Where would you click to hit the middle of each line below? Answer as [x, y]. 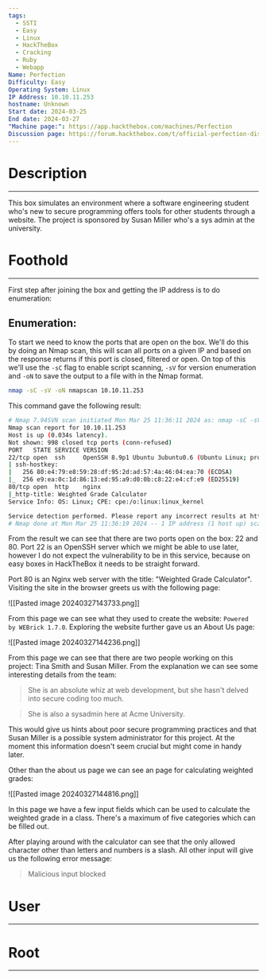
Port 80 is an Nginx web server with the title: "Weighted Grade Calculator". [130, 579]
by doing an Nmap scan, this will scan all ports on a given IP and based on [130, 351]
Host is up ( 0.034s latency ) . [58, 435]
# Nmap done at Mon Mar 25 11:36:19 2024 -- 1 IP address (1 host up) [128, 523]
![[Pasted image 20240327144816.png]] [74, 794]
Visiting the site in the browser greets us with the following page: [114, 588]
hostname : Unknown [39, 104]
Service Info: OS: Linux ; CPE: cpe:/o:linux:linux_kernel [106, 502]
